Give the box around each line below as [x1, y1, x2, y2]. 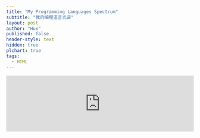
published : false [6, 31, 49, 37]
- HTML [11, 59, 28, 65]
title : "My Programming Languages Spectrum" [6, 8, 118, 15]
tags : [6, 53, 20, 59]
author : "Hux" [6, 25, 42, 32]
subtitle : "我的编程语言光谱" [6, 14, 74, 20]
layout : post [6, 20, 39, 26]
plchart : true [6, 48, 42, 54]
